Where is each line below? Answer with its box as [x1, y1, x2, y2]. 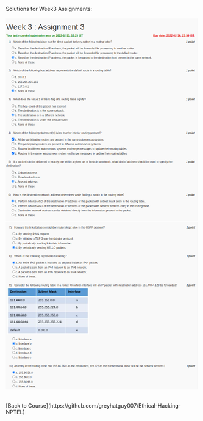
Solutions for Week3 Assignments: [5, 5, 93, 12]
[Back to [5, 401, 27, 409]
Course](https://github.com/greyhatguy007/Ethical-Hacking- [27, 401, 181, 409]
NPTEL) [5, 408, 25, 416]
